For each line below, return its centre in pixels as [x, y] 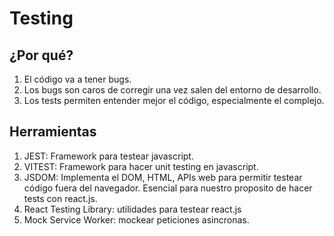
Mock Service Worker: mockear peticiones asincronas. [136, 219]
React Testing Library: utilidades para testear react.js [132, 209]
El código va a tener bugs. [77, 79]
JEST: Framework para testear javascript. [108, 156]
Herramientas [53, 132]
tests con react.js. [60, 198]
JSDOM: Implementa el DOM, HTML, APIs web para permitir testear [163, 177]
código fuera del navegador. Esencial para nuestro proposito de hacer [168, 188]
